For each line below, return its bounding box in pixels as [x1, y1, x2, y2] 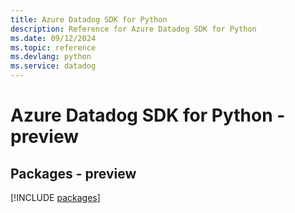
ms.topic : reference [10, 42, 97, 53]
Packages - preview [10, 165, 137, 182]
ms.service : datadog [10, 61, 97, 71]
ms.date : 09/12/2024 [10, 33, 97, 43]
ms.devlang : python [10, 52, 92, 62]
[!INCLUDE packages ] [10, 192, 101, 203]
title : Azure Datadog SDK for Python [10, 14, 168, 25]
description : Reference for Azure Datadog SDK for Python [10, 24, 257, 34]
